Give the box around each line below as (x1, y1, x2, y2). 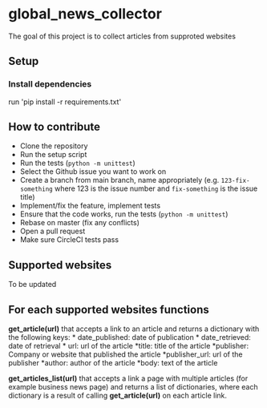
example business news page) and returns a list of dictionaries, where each (8, 382, 258, 392)
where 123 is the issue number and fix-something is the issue (55, 184, 258, 193)
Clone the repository (19, 141, 88, 151)
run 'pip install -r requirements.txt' (8, 97, 122, 107)
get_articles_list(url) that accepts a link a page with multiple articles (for (8, 374, 249, 383)
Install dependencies (8, 79, 92, 90)
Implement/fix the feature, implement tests (19, 201, 161, 211)
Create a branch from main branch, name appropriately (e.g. (19, 176, 220, 185)
